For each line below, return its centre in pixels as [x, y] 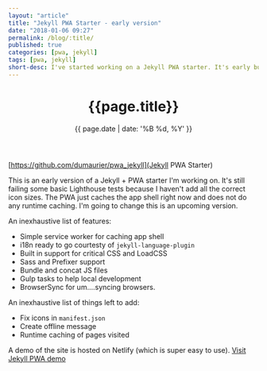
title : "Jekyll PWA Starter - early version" [85, 23]
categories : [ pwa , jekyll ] [53, 52]
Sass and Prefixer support [62, 261]
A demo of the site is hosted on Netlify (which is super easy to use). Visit [127, 350]
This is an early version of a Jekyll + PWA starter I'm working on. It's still [126, 180]
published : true [35, 45]
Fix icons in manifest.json [62, 318]
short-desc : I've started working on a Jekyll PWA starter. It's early [129, 68]
